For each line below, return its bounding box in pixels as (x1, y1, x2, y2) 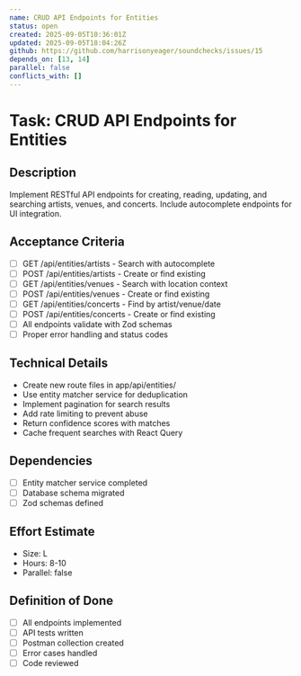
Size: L (22, 547, 48, 558)
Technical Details (9, 356, 109, 371)
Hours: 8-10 (22, 557, 67, 568)
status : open (9, 22, 58, 31)
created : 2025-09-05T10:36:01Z (9, 30, 127, 39)
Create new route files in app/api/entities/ (22, 379, 177, 390)
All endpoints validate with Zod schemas (22, 318, 173, 329)
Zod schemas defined (22, 497, 104, 508)
